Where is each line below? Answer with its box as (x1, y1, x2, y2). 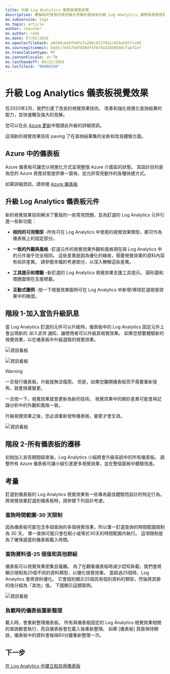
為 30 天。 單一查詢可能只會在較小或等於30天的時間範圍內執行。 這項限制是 (5, 530, 163, 536)
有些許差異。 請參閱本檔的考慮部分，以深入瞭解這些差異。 (12, 258, 134, 264)
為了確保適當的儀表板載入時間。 (5, 536, 72, 543)
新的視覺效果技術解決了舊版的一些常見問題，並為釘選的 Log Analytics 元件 (5, 212, 160, 218)
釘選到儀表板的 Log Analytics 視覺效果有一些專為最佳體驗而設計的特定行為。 (5, 491, 165, 497)
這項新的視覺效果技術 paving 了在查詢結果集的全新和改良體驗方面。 (5, 133, 146, 140)
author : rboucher (5, 26, 42, 31)
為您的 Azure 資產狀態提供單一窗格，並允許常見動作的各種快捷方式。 (5, 170, 149, 176)
